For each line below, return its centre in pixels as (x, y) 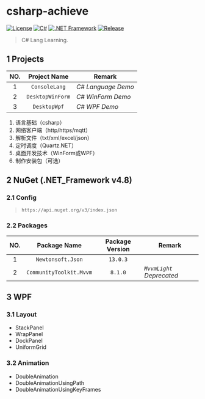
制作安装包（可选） (39, 161)
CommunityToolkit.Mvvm (59, 272)
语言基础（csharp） (40, 122)
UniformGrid (31, 347)
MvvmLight (158, 268)
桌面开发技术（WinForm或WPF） (57, 153)
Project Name (49, 76)
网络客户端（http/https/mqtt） (53, 130)
